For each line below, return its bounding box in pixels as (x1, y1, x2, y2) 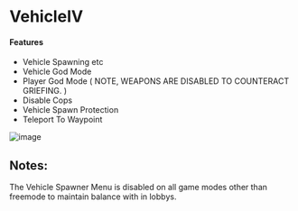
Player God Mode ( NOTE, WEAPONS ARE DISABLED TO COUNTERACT (22, 76, 290, 87)
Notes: (9, 158, 48, 173)
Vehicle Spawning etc (22, 57, 104, 68)
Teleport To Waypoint (22, 115, 103, 125)
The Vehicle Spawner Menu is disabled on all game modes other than (9, 182, 268, 193)
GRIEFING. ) (22, 86, 68, 96)
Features (9, 36, 43, 47)
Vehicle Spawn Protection (22, 105, 119, 115)
